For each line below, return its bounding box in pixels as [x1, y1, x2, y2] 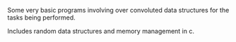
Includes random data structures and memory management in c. [7, 27, 194, 35]
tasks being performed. [7, 13, 76, 22]
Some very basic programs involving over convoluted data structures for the [7, 6, 230, 14]
